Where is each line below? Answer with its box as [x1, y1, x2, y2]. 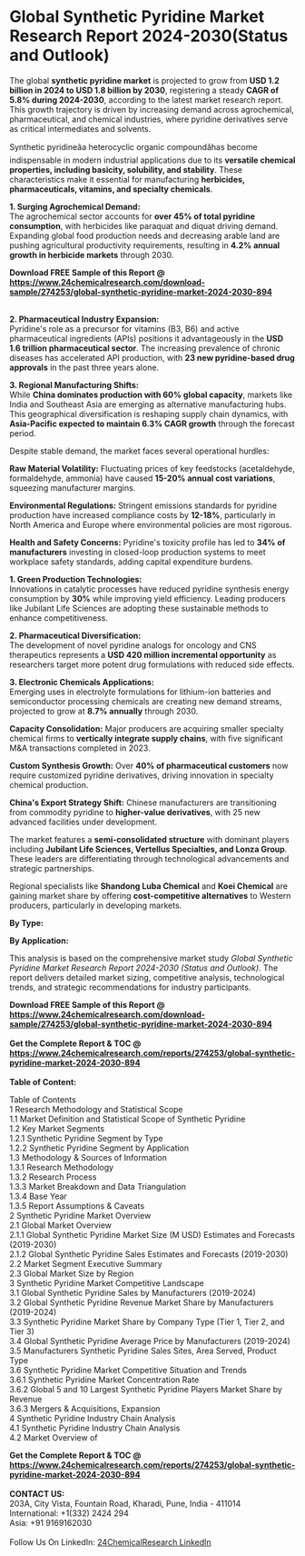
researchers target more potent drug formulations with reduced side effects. [9, 659, 295, 670]
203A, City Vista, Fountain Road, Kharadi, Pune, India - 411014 [9, 1498, 241, 1509]
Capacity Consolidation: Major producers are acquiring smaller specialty [9, 723, 284, 733]
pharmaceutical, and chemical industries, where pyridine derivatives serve [9, 114, 289, 125]
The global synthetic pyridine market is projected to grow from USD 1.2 [9, 75, 280, 85]
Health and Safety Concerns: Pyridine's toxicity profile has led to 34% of [9, 536, 286, 547]
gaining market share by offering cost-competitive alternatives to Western [9, 890, 291, 901]
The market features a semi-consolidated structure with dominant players [9, 833, 290, 844]
